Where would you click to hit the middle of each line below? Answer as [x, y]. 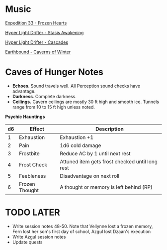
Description [110, 129]
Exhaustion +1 [76, 137]
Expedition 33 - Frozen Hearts [36, 23]
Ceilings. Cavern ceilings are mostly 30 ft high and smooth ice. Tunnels [85, 102]
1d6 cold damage [80, 145]
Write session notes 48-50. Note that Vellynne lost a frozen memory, [83, 226]
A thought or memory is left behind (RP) [106, 187]
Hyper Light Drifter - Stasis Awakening [44, 32]
